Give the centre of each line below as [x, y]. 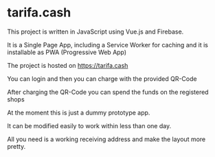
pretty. [16, 146]
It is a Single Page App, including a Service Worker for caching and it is [107, 45]
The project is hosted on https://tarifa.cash [68, 65]
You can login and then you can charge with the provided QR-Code [102, 78]
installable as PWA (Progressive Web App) [67, 52]
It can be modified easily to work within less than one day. [89, 125]
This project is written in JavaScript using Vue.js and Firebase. [95, 32]
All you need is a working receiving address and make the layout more [106, 139]
